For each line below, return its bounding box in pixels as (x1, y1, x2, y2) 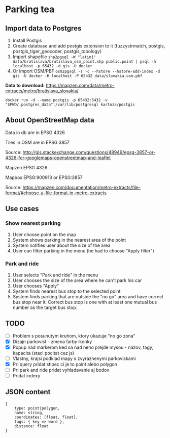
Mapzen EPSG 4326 (5, 164, 48, 170)
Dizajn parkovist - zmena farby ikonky (12, 338, 92, 345)
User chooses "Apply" (12, 282, 59, 289)
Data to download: (5, 83, 45, 88)
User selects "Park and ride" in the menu (12, 272, 98, 278)
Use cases (5, 204, 39, 213)
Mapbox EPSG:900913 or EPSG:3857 (5, 174, 83, 181)
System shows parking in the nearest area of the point (12, 237, 126, 243)
